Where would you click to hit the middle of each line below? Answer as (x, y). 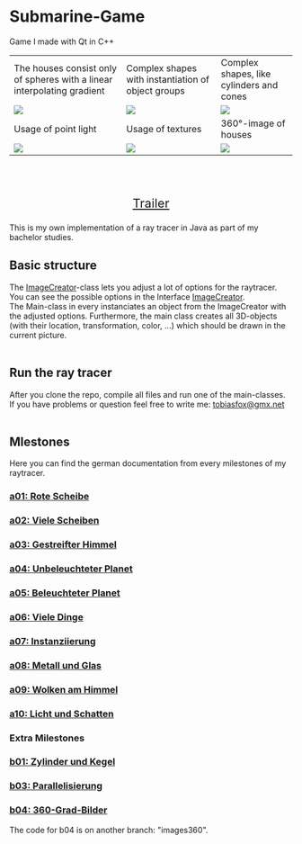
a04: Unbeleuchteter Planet (71, 569)
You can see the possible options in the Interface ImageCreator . (127, 296)
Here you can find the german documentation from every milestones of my (148, 463)
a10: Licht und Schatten (62, 714)
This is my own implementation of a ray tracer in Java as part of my (134, 228)
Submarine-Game (77, 17)
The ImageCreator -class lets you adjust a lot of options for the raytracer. (143, 287)
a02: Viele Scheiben (54, 521)
